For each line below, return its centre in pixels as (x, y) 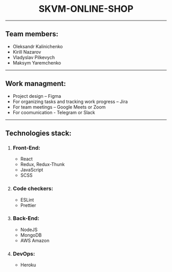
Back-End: (26, 218)
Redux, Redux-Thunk (42, 164)
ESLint (27, 200)
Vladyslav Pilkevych (34, 57)
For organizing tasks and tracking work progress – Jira (70, 101)
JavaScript (32, 170)
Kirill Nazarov (27, 52)
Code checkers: (33, 189)
